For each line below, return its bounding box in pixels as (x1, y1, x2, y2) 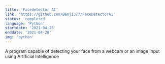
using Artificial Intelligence (5, 53, 59, 59)
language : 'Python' (5, 21, 45, 26)
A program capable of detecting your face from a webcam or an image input (5, 48, 160, 54)
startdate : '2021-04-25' (5, 26, 56, 31)
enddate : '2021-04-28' (5, 30, 52, 35)
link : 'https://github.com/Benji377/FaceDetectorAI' (5, 12, 116, 17)
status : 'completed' (5, 16, 48, 21)
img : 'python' (5, 35, 34, 40)
